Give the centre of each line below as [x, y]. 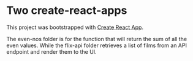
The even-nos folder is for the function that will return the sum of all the [97, 39]
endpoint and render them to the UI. [51, 51]
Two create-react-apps [67, 11]
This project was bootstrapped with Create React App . [75, 27]
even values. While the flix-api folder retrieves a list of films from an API [96, 45]
